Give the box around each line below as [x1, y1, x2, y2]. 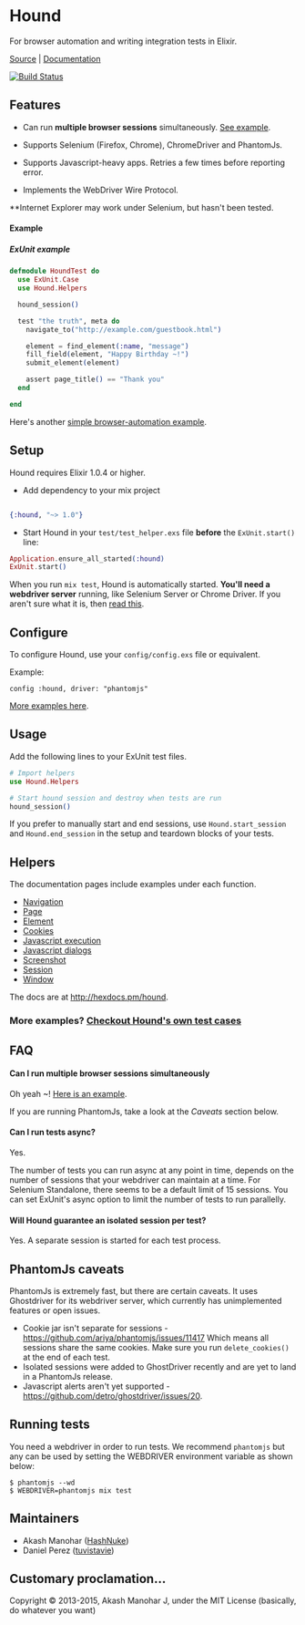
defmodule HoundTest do [9, 266, 100, 276]
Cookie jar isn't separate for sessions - [22, 1322, 168, 1333]
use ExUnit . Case [17, 275, 79, 285]
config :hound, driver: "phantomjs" [9, 685, 148, 694]
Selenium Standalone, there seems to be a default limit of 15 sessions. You [9, 1184, 289, 1195]
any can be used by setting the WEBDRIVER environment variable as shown [9, 1451, 293, 1462]
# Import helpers [9, 768, 76, 778]
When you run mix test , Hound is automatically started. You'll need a [9, 579, 270, 590]
